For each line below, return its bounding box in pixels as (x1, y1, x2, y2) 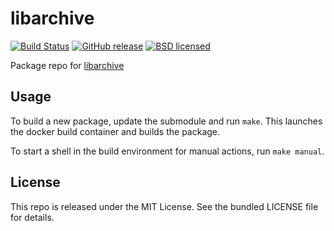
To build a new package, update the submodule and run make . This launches (10, 115, 323, 127)
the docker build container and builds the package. (10, 125, 221, 137)
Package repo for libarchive (10, 59, 125, 71)
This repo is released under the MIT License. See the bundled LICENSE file (10, 200, 319, 212)
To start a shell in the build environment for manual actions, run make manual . (10, 145, 325, 157)
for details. (10, 211, 55, 223)
